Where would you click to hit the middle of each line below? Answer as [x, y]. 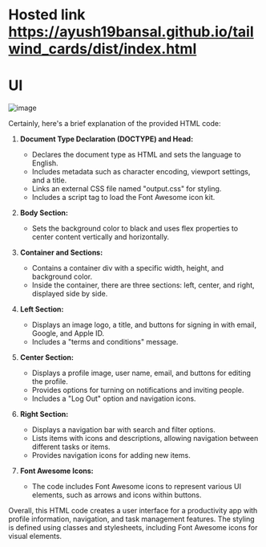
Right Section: [44, 414]
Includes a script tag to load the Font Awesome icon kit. [123, 198]
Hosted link [47, 15]
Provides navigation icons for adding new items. [111, 455]
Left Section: [42, 309]
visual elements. [35, 537]
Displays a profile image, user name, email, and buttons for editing [141, 373]
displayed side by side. [70, 294]
